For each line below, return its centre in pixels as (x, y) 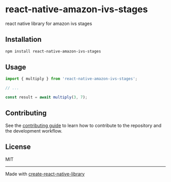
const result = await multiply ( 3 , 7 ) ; (46, 97)
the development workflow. (34, 131)
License (18, 147)
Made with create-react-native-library (45, 174)
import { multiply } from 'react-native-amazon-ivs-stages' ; (72, 79)
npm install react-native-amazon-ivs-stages (53, 51)
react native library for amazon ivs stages (49, 23)
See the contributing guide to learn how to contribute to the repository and (83, 125)
